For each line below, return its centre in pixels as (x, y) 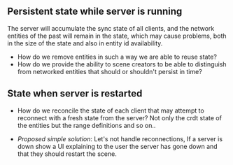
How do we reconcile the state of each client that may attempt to (111, 110)
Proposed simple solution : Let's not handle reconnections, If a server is (120, 138)
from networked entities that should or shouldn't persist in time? (110, 71)
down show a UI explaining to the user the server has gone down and (118, 146)
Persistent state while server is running (95, 12)
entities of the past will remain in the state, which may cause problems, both (117, 36)
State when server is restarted (75, 94)
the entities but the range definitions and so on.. (86, 125)
